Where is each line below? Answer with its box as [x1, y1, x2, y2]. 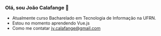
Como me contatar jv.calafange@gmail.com [12, 25, 101, 31]
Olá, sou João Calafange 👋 [5, 4, 69, 11]
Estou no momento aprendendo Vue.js [12, 20, 90, 26]
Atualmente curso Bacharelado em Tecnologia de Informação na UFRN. [12, 15, 157, 21]
